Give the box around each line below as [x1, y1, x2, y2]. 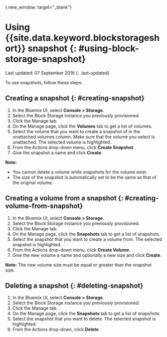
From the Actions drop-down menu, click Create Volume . [12, 247, 131, 253]
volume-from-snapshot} [5, 202, 83, 210]
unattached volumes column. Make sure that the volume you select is [12, 134, 155, 140]
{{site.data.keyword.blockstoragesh [5, 32, 160, 44]
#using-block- [78, 43, 140, 54]
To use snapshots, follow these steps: [5, 79, 83, 85]
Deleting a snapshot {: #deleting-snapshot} [5, 281, 144, 290]
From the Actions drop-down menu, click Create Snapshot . [12, 144, 135, 150]
